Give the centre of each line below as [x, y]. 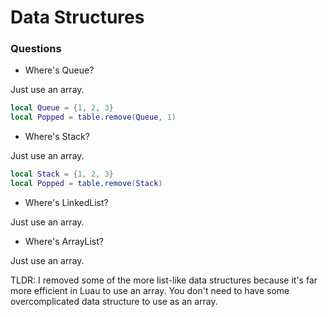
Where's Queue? [59, 70]
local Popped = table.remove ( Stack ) [86, 184]
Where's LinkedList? [66, 202]
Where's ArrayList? [64, 241]
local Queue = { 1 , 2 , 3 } [62, 108]
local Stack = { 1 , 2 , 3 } [62, 174]
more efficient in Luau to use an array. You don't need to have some [150, 290]
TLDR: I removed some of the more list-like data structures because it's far [164, 280]
